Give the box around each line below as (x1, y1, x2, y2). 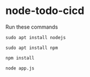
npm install (5, 55, 34, 61)
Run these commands (5, 23, 58, 30)
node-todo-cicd (5, 4, 85, 17)
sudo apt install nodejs (5, 34, 66, 40)
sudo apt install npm (5, 45, 58, 51)
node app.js (5, 65, 34, 71)
